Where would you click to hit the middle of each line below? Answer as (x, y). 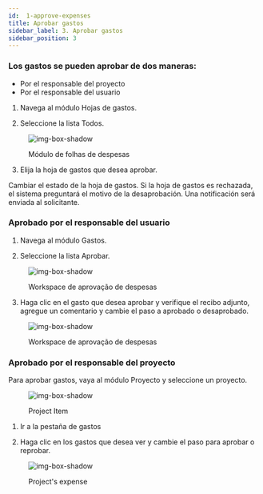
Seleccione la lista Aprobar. (65, 255)
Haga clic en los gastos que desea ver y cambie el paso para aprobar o (137, 442)
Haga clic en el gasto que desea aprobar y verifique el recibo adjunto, (135, 302)
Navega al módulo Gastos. (63, 240)
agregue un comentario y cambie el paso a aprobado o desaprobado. (134, 311)
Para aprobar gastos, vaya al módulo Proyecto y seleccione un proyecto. (128, 380)
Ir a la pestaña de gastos (60, 427)
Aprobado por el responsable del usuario (89, 223)
